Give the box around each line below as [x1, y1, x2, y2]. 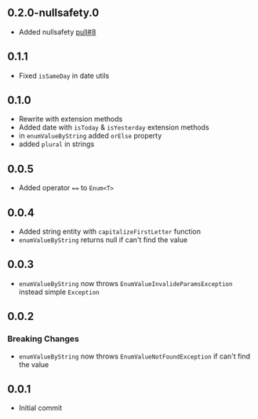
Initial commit [18, 403, 63, 413]
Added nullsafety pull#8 [18, 27, 96, 36]
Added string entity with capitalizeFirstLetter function [18, 227, 202, 237]
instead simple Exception [18, 287, 100, 296]
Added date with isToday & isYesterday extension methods [18, 123, 209, 132]
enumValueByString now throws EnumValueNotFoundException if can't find [18, 351, 251, 361]
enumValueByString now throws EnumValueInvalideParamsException [18, 278, 233, 288]
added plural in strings [18, 139, 95, 149]
